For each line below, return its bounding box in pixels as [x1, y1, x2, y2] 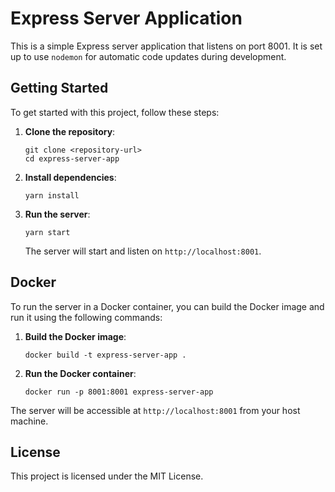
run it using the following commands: [10, 311, 163, 323]
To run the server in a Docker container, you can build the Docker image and [10, 300, 325, 312]
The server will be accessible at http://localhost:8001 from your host [10, 404, 301, 416]
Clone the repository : [24, 125, 116, 137]
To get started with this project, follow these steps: [10, 106, 220, 118]
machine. [10, 415, 49, 427]
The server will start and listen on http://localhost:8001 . [24, 245, 262, 257]
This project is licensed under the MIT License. [10, 470, 204, 482]
